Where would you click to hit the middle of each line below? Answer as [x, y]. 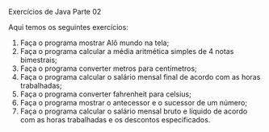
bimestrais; [39, 60]
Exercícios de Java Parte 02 [55, 12]
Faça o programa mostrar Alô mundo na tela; [95, 43]
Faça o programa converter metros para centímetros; [109, 68]
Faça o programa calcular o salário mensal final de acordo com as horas [140, 77]
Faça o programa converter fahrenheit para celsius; [105, 94]
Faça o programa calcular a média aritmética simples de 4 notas [127, 51]
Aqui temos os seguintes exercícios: [69, 27]
